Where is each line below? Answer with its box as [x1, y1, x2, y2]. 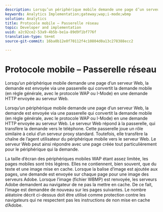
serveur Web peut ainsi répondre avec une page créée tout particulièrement [5, 141, 157, 147]
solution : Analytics [5, 16, 47, 21]
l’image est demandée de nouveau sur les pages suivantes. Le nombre [5, 187, 147, 193]
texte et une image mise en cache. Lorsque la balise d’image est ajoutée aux [5, 166, 158, 172]
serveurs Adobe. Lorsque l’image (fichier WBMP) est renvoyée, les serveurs [5, 176, 157, 182]
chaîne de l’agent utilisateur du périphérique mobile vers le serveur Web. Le [5, 136, 156, 141]
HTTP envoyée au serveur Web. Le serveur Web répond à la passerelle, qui [5, 120, 156, 126]
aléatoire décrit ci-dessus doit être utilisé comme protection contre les [5, 192, 146, 197]
